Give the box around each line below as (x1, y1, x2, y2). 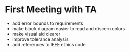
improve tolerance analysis (12, 36, 69, 42)
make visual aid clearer (12, 31, 61, 37)
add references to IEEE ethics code (12, 41, 86, 47)
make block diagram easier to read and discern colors (12, 25, 125, 31)
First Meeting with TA (5, 4, 97, 15)
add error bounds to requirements (12, 20, 83, 26)
